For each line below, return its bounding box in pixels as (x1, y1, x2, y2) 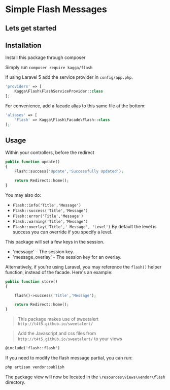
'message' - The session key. (12, 248, 75, 255)
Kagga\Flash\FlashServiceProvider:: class (14, 89, 103, 94)
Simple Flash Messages (5, 4, 108, 15)
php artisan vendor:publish (5, 365, 65, 370)
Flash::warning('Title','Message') (12, 219, 88, 224)
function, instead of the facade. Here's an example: (5, 269, 113, 275)
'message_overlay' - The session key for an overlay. (12, 254, 122, 260)
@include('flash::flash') (5, 346, 60, 351)
